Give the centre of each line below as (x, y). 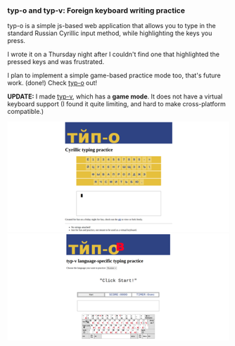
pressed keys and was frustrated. (56, 62)
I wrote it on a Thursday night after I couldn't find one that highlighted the (114, 54)
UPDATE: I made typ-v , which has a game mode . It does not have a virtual (115, 96)
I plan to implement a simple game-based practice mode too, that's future (114, 75)
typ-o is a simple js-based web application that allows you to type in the (112, 26)
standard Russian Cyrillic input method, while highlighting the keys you (110, 33)
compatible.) (26, 112)
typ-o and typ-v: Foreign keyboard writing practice (96, 11)
